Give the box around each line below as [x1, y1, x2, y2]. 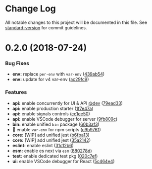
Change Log [5, 3, 56, 14]
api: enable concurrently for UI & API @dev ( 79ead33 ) [12, 100, 123, 106]
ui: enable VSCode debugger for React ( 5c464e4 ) [12, 158, 115, 164]
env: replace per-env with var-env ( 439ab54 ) [12, 71, 105, 77]
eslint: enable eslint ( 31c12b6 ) [12, 142, 74, 148]
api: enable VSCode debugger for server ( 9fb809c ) [12, 116, 118, 122]
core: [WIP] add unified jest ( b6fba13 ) [12, 132, 90, 138]
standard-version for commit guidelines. [5, 24, 87, 30]
